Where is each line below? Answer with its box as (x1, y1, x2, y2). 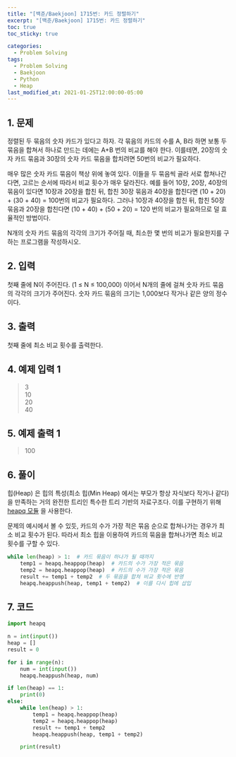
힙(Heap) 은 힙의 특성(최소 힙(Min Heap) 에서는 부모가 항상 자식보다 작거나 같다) (7, 489, 230, 498)
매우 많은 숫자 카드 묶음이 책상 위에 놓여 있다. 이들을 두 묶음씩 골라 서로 (7, 170, 202, 178)
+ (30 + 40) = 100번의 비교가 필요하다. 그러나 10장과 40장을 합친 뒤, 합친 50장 (7, 196, 225, 205)
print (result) (20, 744, 61, 751)
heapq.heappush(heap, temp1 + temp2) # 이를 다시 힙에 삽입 (20, 580, 192, 587)
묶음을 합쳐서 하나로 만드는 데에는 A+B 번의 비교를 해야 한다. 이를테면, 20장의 (7, 146, 221, 154)
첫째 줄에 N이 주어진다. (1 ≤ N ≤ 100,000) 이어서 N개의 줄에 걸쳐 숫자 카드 (7, 280, 211, 288)
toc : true (7, 23, 37, 30)
